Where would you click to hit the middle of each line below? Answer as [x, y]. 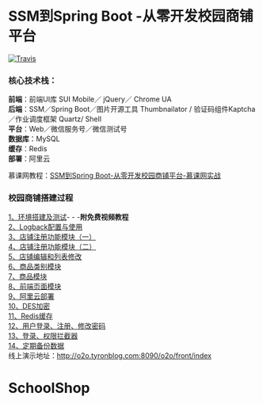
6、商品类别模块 [35, 266]
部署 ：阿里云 [29, 158]
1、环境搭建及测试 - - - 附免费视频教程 [69, 217]
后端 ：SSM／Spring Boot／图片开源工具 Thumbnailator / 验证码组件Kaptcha [132, 109]
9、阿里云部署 [31, 296]
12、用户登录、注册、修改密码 [57, 326]
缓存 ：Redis [28, 149]
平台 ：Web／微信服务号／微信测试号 [68, 129]
